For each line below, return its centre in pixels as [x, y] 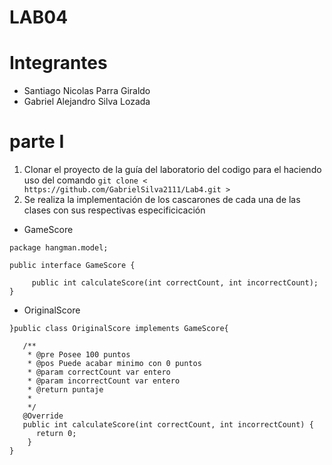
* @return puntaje [65, 390]
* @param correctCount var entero [99, 372]
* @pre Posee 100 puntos [79, 355]
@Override [43, 416]
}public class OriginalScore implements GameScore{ [119, 329]
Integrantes [58, 63]
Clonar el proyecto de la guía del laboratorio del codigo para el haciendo [172, 170]
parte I [37, 142]
